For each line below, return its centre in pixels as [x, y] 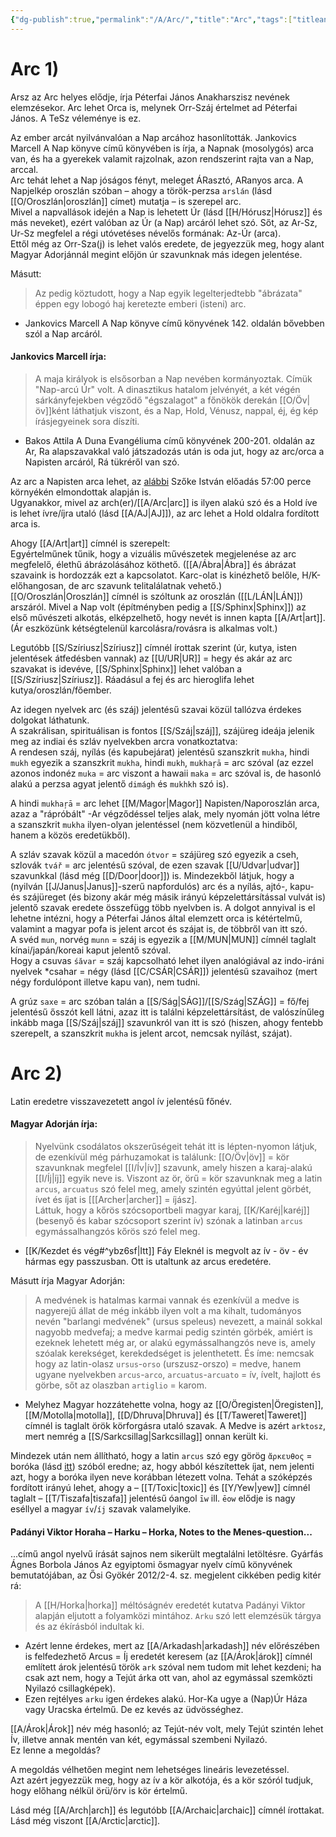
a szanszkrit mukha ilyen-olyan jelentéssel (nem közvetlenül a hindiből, [154, 824]
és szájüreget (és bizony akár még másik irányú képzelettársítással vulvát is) [168, 897]
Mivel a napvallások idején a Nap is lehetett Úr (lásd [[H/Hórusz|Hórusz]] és [166, 212]
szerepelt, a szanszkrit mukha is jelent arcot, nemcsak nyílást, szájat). [151, 1033]
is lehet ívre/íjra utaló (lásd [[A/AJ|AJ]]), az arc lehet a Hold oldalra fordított [165, 513]
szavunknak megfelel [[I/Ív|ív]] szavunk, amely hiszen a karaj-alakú [173, 1167]
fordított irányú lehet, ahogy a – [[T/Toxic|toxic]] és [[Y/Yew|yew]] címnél [160, 1487]
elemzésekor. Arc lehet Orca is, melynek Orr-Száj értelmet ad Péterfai [154, 107]
